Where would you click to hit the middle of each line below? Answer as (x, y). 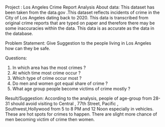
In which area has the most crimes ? (49, 67)
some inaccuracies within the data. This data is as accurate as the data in (80, 28)
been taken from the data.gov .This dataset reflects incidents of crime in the (82, 12)
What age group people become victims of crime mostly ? (71, 89)
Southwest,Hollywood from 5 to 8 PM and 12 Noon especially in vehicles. (80, 109)
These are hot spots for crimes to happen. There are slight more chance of (81, 114)
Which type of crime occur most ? (47, 78)
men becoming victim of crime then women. (50, 119)
